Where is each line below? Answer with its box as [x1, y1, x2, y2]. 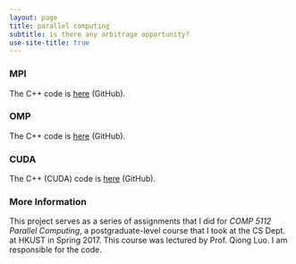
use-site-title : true [9, 38, 90, 47]
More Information [9, 196, 87, 209]
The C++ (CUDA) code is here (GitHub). [9, 174, 156, 184]
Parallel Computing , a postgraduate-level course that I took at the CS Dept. [9, 226, 286, 236]
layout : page [9, 13, 58, 22]
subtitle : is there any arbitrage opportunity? [9, 30, 190, 38]
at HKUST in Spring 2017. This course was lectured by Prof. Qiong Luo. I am [9, 234, 288, 246]
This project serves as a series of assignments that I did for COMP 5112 [9, 216, 272, 226]
